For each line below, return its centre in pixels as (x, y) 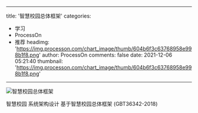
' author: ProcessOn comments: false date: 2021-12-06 (106, 55)
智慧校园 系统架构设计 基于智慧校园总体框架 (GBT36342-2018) (82, 104)
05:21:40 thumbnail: (39, 61)
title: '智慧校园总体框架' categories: (49, 16)
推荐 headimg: (32, 42)
